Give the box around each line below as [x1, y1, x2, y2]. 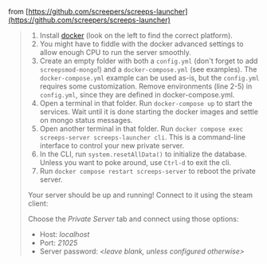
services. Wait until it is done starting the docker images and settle [39, 107, 259, 116]
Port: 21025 [39, 238, 78, 247]
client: [27, 199, 49, 208]
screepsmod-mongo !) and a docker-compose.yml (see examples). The [39, 65, 257, 74]
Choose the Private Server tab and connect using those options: [27, 215, 239, 223]
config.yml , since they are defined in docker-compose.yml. [39, 90, 235, 99]
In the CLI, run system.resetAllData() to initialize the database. [39, 149, 247, 159]
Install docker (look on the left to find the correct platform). [39, 31, 234, 40]
